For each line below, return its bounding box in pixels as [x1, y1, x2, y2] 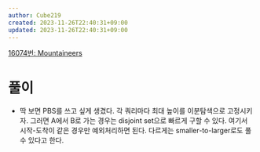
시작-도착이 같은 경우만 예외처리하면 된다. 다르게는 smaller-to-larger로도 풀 [19, 126, 252, 136]
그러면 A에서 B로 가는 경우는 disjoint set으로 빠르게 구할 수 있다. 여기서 [30, 116, 248, 125]
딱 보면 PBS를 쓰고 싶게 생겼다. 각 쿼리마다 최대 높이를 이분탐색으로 [19, 107, 226, 116]
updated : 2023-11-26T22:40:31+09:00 [8, 26, 128, 34]
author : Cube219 [8, 11, 61, 20]
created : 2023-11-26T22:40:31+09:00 [8, 19, 128, 27]
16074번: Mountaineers [8, 49, 82, 58]
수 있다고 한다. [19, 136, 64, 145]
